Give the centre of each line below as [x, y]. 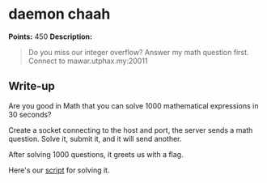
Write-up [32, 86]
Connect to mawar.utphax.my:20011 [88, 61]
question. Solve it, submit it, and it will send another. [95, 138]
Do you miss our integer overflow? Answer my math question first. [138, 52]
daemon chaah [59, 14]
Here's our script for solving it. [59, 170]
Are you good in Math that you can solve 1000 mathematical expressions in [133, 105]
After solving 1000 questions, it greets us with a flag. [96, 154]
